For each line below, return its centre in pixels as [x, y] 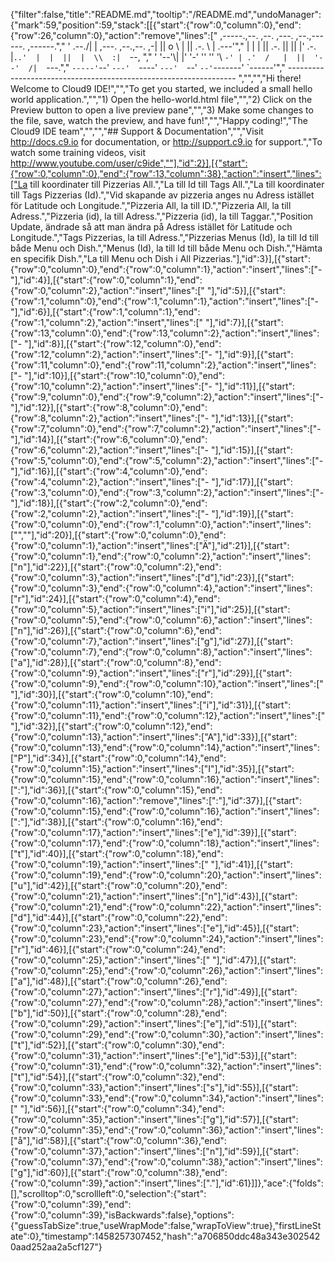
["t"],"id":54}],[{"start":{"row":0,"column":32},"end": [117, 1077]
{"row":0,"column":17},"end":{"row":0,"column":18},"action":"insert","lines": [165, 843]
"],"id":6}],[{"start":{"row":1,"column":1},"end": [105, 312]
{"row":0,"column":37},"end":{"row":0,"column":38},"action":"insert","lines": [166, 1162]
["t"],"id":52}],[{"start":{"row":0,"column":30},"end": [117, 1045]
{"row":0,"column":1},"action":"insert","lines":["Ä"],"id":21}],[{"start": [150, 545]
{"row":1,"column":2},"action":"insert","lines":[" [107, 322]
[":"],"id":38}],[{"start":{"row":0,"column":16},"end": [116, 822]
